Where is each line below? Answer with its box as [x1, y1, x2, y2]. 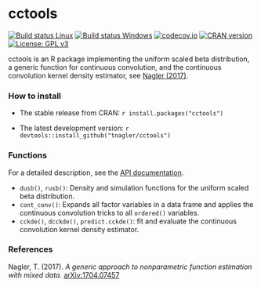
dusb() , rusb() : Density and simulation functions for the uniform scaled [19, 183, 249, 192]
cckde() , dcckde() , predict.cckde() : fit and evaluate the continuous [19, 216, 237, 226]
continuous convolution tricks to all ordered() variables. [19, 208, 200, 217]
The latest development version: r [19, 123, 129, 133]
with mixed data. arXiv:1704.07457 [8, 270, 120, 279]
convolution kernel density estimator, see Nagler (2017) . [8, 71, 189, 80]
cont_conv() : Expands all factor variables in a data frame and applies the [19, 199, 254, 209]
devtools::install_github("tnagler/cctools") [19, 132, 171, 140]
